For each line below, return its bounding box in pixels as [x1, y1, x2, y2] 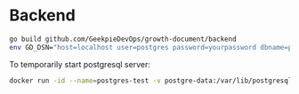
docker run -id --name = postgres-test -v [9, 76, 162, 85]
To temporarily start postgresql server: [9, 59, 151, 69]
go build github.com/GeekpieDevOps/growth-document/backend [9, 35, 238, 43]
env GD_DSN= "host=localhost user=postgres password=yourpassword [9, 43, 256, 51]
